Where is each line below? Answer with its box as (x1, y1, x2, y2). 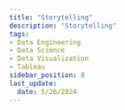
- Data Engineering (9, 37, 82, 47)
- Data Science (9, 46, 66, 55)
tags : (9, 29, 29, 38)
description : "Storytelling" (9, 21, 117, 30)
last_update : (9, 79, 58, 88)
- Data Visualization (9, 54, 90, 63)
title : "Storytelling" (9, 12, 93, 22)
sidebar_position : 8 (9, 71, 86, 80)
